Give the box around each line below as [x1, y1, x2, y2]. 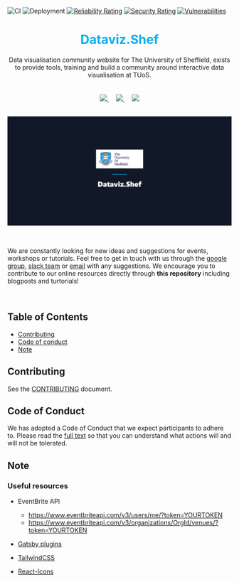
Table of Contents [7, 311, 89, 323]
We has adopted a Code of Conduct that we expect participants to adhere [7, 424, 224, 433]
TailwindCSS [17, 554, 55, 562]
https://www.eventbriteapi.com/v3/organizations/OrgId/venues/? [28, 519, 219, 527]
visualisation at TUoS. [87, 70, 152, 79]
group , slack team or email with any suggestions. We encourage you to [7, 262, 216, 270]
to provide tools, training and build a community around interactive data [14, 63, 225, 71]
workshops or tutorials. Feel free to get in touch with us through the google [7, 254, 228, 262]
